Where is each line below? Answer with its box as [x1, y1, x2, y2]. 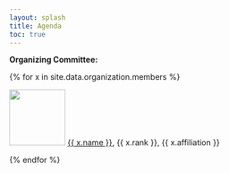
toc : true [9, 30, 47, 39]
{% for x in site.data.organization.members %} [9, 72, 181, 82]
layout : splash [9, 13, 66, 22]
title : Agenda [9, 22, 63, 30]
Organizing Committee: [9, 55, 98, 65]
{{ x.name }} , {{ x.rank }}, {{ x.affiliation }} [66, 137, 221, 148]
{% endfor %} [9, 154, 61, 166]
